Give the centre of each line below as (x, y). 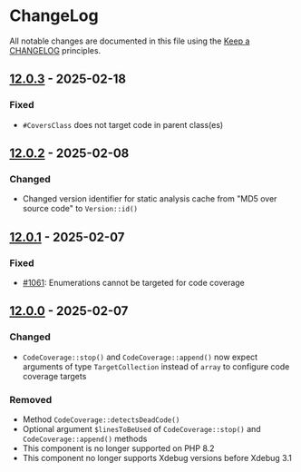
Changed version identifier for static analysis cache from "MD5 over (150, 199)
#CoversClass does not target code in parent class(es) (123, 124)
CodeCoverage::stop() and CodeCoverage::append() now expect (140, 357)
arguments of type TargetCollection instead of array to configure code (156, 366)
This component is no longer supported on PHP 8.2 (118, 448)
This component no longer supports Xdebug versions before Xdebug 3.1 (157, 457)
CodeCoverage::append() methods (85, 438)
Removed (31, 399)
